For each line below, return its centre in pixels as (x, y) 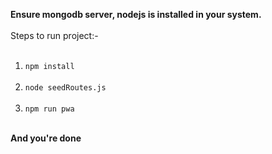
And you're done (46, 138)
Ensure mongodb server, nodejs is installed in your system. (136, 14)
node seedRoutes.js (65, 88)
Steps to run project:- (54, 35)
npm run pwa (49, 109)
